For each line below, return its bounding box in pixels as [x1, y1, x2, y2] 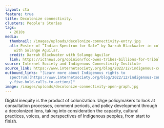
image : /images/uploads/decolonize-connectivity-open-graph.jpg [5, 84, 139, 89]
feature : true [5, 12, 34, 17]
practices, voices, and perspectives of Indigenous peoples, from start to [5, 113, 150, 119]
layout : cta [5, 7, 29, 12]
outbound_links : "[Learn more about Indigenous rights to [5, 71, 125, 75]
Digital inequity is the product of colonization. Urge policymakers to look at [5, 97, 155, 103]
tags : [5, 25, 16, 30]
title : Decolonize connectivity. [5, 16, 73, 21]
